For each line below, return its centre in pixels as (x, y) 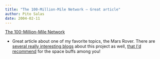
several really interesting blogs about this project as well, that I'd (77, 47)
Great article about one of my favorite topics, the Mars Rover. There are (84, 41)
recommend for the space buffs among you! (56, 51)
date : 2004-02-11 (23, 18)
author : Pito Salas (25, 14)
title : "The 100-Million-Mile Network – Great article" (63, 9)
